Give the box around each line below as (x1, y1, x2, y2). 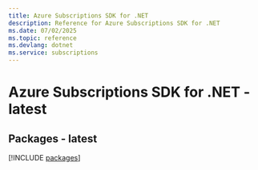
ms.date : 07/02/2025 (8, 26, 78, 34)
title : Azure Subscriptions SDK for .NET (8, 11, 149, 20)
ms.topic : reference (8, 34, 78, 42)
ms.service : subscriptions (8, 49, 99, 57)
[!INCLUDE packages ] (8, 153, 81, 162)
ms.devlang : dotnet (8, 42, 74, 49)
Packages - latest (8, 132, 98, 145)
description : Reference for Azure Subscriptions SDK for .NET (8, 19, 220, 27)
